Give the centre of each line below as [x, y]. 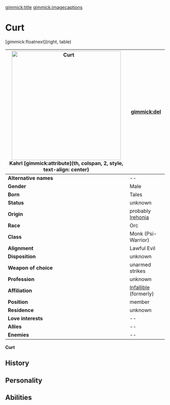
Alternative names [31, 178]
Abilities [18, 398]
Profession [21, 279]
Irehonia [139, 217]
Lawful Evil [143, 248]
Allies [15, 327]
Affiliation [20, 290]
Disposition [22, 256]
